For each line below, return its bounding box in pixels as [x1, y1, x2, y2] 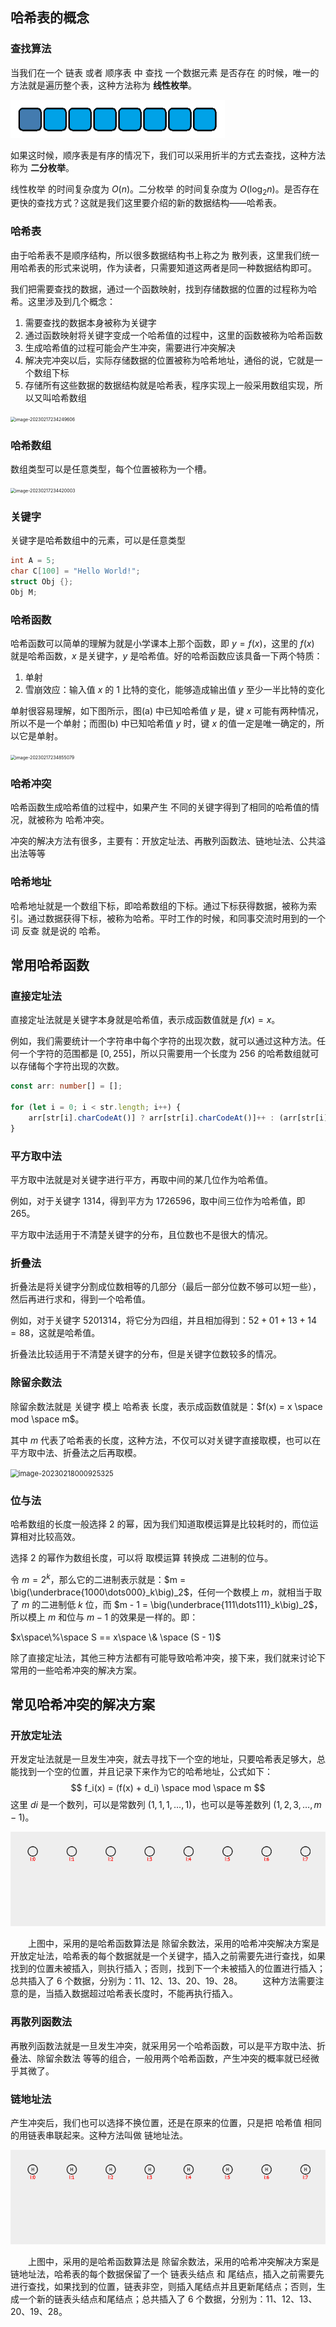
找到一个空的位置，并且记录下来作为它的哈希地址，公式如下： [18, 1766, 273, 1778]
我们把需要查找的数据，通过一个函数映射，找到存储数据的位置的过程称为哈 [10, 283, 317, 295]
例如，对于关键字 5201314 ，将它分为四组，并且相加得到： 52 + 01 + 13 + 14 [10, 1314, 317, 1327]
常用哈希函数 [10, 957, 90, 974]
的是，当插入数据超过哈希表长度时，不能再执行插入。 [18, 1988, 238, 2000]
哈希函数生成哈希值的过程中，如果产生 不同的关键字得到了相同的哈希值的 [10, 801, 311, 813]
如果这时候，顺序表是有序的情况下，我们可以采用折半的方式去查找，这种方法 [10, 149, 326, 161]
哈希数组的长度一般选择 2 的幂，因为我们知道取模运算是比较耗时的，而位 [10, 1518, 310, 1530]
